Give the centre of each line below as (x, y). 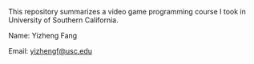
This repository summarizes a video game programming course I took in (127, 12)
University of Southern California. (63, 20)
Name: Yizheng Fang (43, 36)
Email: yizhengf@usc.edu (50, 51)
